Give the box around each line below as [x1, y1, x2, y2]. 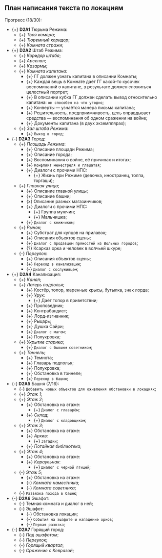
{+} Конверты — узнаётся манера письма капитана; [26, 104, 135, 110]
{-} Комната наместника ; [26, 480, 80, 485]
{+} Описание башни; [26, 193, 71, 199]
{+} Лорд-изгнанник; [26, 313, 70, 319]
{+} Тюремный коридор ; [19, 37, 70, 43]
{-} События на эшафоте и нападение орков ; [26, 516, 113, 522]
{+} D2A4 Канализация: [11, 271, 61, 277]
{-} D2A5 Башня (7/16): [11, 380, 60, 386]
